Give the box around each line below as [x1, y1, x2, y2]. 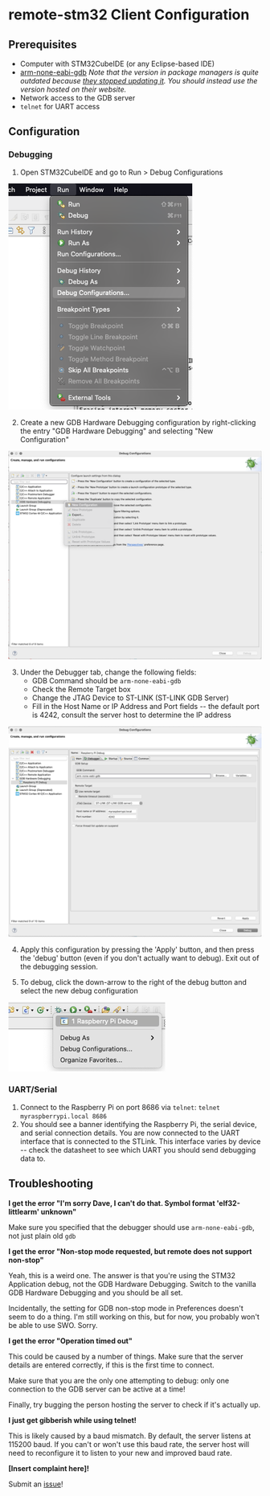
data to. [19, 1154, 46, 1163]
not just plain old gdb [8, 1231, 76, 1240]
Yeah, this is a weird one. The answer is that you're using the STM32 [8, 1270, 235, 1280]
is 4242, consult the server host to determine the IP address [31, 710, 231, 720]
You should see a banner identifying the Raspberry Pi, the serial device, [19, 1119, 257, 1129]
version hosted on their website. [19, 84, 127, 94]
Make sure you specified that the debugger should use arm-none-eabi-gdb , [8, 1222, 255, 1232]
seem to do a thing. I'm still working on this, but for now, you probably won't [8, 1312, 260, 1322]
